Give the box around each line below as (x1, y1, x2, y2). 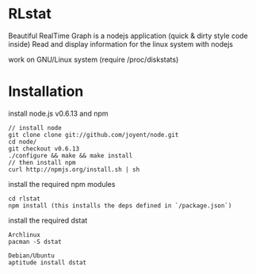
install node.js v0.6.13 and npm (8, 108, 109, 118)
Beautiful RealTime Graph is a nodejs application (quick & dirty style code (8, 31, 248, 40)
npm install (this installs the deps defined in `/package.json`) (8, 201, 232, 210)
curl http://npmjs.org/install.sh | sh (8, 166, 140, 173)
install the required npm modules (8, 179, 116, 188)
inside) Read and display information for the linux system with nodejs (8, 39, 234, 48)
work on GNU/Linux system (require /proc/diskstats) (8, 55, 179, 64)
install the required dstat (8, 215, 88, 225)
